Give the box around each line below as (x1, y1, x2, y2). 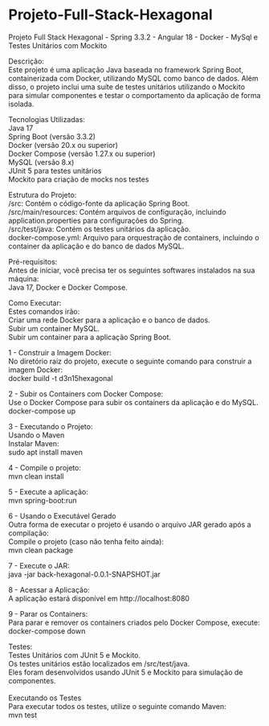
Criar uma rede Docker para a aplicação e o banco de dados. (8, 315, 210, 325)
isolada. (8, 99, 35, 109)
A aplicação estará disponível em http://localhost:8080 (8, 593, 190, 603)
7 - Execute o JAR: (8, 560, 70, 570)
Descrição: (8, 56, 44, 66)
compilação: (8, 528, 50, 538)
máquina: (8, 273, 39, 283)
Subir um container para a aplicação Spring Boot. (8, 332, 171, 342)
